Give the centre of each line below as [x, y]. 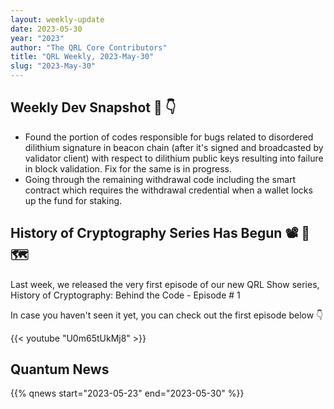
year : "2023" [37, 38]
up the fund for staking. [73, 200]
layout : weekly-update [57, 19]
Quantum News [60, 369]
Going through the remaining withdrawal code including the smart [160, 179]
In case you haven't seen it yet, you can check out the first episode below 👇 [167, 315]
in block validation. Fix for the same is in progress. [128, 168]
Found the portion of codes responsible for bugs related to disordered [169, 137]
